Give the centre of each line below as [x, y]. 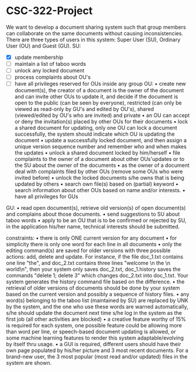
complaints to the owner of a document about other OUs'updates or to [99, 159]
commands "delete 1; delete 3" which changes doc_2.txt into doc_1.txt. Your [97, 276]
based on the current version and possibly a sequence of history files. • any [98, 294]
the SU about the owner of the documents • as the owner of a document [102, 165]
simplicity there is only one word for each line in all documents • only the [94, 244]
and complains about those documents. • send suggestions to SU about [93, 214]
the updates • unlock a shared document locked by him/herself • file [97, 153]
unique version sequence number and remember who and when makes [101, 147]
